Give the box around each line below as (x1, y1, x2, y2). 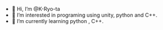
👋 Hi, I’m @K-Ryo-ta (11, 6, 60, 12)
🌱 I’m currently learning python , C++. (11, 18, 104, 24)
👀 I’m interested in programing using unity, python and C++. (11, 12, 158, 18)
